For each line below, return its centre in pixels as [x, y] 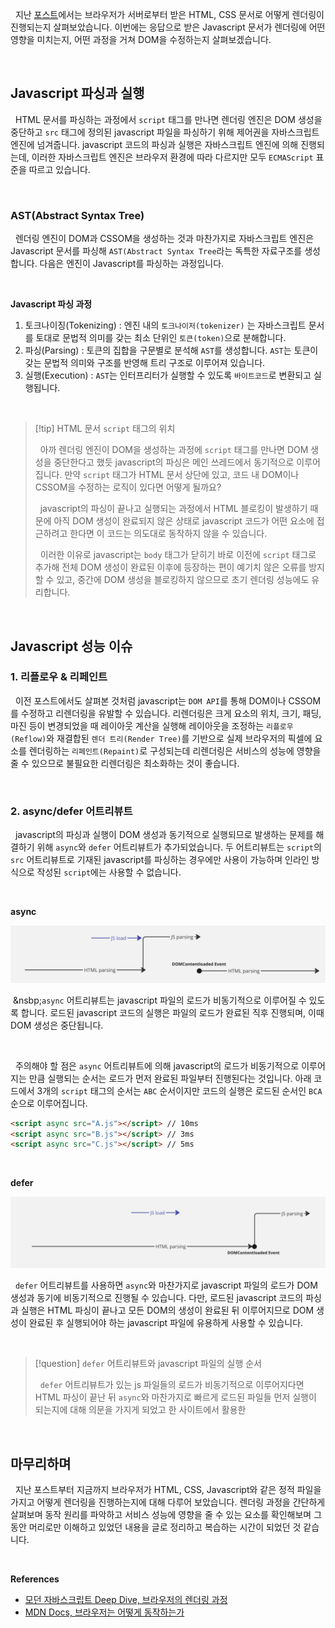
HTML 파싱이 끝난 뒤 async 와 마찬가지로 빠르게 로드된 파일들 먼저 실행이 [175, 1397]
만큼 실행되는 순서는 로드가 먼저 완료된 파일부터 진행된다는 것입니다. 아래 [170, 1078]
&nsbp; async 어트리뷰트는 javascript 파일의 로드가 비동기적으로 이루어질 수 [159, 1000]
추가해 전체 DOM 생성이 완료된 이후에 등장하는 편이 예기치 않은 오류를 [170, 567]
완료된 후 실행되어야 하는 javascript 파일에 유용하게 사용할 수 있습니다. [166, 1323]
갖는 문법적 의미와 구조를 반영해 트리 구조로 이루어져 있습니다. [145, 363]
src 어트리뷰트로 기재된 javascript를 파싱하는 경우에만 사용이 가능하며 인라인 [160, 860]
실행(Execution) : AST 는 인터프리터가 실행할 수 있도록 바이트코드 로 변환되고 [168, 375]
